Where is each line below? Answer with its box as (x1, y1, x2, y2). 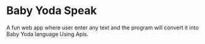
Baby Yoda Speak (6, 4, 97, 18)
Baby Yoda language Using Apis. (6, 30, 89, 37)
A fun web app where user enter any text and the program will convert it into (6, 24, 199, 31)
